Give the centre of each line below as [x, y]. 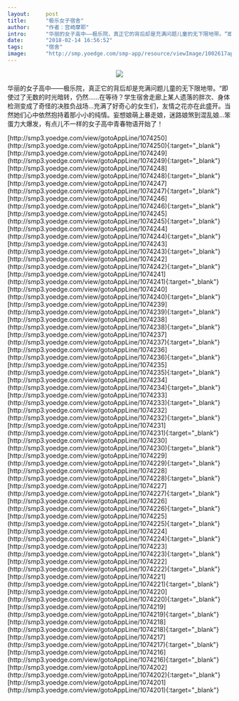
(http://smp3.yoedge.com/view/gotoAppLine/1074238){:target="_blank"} [114, 327]
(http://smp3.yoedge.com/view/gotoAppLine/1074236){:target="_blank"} [114, 357]
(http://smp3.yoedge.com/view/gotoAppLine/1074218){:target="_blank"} [113, 629]
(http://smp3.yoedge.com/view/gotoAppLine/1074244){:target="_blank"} [114, 236]
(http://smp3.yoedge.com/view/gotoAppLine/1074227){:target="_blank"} [114, 493]
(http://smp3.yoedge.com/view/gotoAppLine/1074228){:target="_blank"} [114, 478]
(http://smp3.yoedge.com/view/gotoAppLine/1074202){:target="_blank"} [114, 675]
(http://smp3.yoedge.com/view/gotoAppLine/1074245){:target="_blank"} [114, 221]
